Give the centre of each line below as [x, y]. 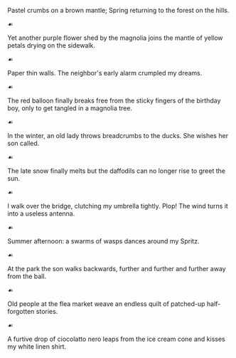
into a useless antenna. [41, 214]
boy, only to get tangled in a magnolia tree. [70, 108]
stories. [47, 311]
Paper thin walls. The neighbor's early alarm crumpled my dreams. [105, 73]
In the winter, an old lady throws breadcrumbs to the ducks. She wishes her [118, 136]
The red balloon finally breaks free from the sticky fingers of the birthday [114, 100]
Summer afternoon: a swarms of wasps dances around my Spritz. [103, 241]
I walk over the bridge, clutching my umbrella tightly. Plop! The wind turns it [118, 206]
